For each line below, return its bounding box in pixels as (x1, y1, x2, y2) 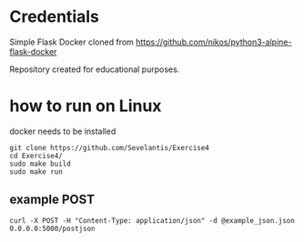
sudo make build (9, 159, 71, 168)
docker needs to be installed (9, 126, 117, 136)
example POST (9, 192, 96, 207)
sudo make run (9, 166, 64, 176)
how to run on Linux (9, 96, 162, 116)
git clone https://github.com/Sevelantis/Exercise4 (9, 143, 209, 152)
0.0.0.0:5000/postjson (9, 224, 96, 233)
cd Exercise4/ (9, 151, 64, 160)
